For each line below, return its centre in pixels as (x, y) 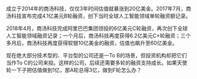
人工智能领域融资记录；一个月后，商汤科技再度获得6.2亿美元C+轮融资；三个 (98, 36)
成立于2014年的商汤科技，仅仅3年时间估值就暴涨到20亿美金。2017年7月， (96, 8)
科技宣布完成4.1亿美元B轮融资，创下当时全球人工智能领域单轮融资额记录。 (101, 16)
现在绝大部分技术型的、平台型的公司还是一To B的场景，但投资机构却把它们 (96, 55)
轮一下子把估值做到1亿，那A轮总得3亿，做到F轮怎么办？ (74, 70)
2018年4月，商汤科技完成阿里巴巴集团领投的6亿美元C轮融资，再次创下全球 (97, 28)
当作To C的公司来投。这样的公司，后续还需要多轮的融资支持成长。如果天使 (97, 63)
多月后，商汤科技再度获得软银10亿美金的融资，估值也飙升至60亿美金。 (92, 43)
